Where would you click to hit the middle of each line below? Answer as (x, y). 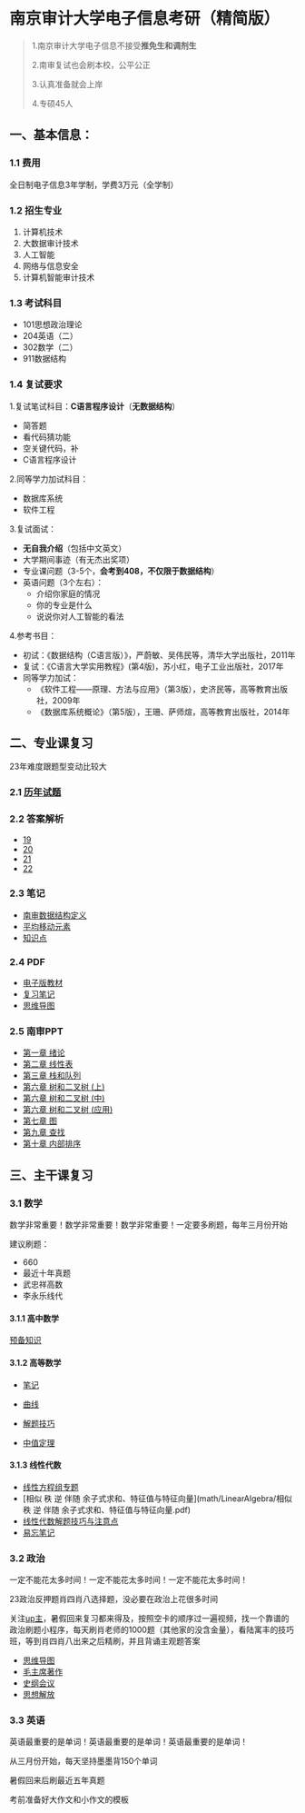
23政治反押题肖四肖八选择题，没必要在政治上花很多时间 (114, 1599)
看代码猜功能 (46, 436)
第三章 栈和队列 (52, 1076)
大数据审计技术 (50, 243)
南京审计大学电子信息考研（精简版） (145, 19)
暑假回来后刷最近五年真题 (57, 1780)
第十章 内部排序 (52, 1144)
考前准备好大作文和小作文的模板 (69, 1799)
